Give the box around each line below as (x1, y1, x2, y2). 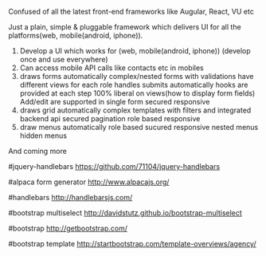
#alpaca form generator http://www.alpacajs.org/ (8, 177, 170, 187)
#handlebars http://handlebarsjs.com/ (8, 193, 133, 202)
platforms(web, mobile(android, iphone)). (8, 31, 143, 40)
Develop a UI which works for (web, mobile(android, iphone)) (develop (19, 46, 251, 55)
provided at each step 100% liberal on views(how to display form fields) (19, 89, 256, 98)
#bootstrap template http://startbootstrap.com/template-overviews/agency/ (8, 239, 256, 248)
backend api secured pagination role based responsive (19, 114, 201, 123)
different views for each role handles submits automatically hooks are (19, 80, 248, 89)
